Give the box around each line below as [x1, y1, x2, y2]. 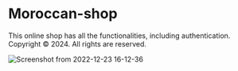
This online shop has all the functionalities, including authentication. [8, 31, 231, 40]
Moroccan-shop [8, 5, 118, 23]
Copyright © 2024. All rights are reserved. [8, 39, 147, 48]
